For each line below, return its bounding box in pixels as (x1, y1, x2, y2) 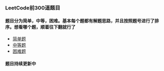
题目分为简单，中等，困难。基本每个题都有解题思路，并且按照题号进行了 (5, 17, 154, 23)
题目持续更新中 (5, 61, 36, 67)
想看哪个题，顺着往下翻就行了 (14, 24, 76, 30)
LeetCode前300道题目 (5, 4, 60, 11)
